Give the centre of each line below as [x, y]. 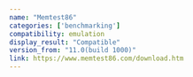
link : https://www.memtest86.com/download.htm [96, 58]
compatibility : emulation [57, 34]
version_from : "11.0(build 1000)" [73, 50]
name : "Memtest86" [43, 17]
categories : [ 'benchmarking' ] [65, 26]
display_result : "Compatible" [65, 42]
